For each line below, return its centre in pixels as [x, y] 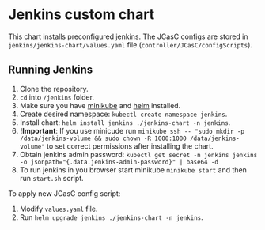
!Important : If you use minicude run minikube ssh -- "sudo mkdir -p [132, 130]
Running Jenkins [51, 70]
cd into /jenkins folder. [57, 97]
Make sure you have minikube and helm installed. [100, 105]
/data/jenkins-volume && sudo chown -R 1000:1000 [103, 138]
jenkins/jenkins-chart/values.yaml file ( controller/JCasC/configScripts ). [131, 44]
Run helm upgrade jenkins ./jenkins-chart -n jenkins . [111, 217]
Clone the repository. [54, 89]
